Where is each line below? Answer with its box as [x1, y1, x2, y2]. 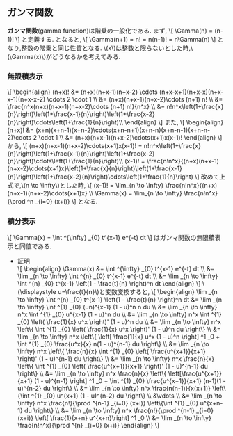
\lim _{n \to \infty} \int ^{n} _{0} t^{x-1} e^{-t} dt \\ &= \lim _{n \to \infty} [17, 272, 218, 280]
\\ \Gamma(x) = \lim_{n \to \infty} [89, 189, 183, 197]
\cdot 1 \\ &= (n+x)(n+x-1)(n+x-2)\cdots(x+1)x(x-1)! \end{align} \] [38, 134, 223, 142]
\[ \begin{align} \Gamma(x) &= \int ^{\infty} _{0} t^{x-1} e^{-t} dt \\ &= [17, 265, 215, 273]
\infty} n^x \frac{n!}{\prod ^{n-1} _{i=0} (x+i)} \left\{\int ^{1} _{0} [17, 399, 199, 407]
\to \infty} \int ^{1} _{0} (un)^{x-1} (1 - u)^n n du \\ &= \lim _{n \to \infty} [17, 303, 218, 312]
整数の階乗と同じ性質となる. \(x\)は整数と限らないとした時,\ [21, 44, 193, 52]
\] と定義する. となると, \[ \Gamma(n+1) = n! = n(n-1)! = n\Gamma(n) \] [15, 35, 216, 43]
